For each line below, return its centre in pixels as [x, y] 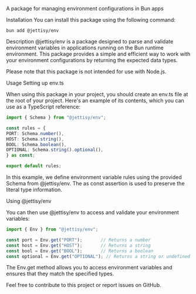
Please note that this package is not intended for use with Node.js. [86, 72]
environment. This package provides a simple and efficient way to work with [98, 54]
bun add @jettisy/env [33, 31]
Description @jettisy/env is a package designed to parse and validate [90, 41]
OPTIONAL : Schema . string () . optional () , [55, 150]
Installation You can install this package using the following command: [91, 20]
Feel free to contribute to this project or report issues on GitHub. [84, 285]
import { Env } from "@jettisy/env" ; [52, 229]
